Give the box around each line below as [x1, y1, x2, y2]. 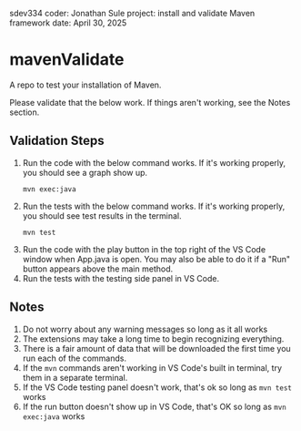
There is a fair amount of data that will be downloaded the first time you [22, 343, 291, 354]
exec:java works [22, 410, 85, 422]
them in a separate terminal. [22, 372, 128, 383]
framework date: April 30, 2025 [9, 17, 127, 28]
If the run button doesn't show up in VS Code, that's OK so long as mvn [22, 401, 286, 412]
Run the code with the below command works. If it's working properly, [22, 157, 286, 168]
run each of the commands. [22, 353, 127, 364]
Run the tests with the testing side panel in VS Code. [22, 272, 220, 283]
